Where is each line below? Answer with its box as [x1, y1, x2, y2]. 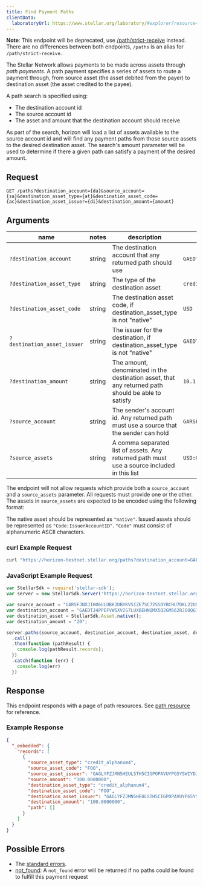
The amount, [112, 359, 148, 366]
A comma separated [112, 438, 170, 447]
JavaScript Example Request [6, 572, 92, 580]
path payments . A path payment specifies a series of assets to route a [6, 68, 181, 75]
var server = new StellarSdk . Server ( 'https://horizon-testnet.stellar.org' [6, 591, 201, 597]
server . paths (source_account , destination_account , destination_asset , [6, 629, 190, 636]
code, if [112, 301, 134, 309]
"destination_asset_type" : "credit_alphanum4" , [28, 782, 150, 788]
